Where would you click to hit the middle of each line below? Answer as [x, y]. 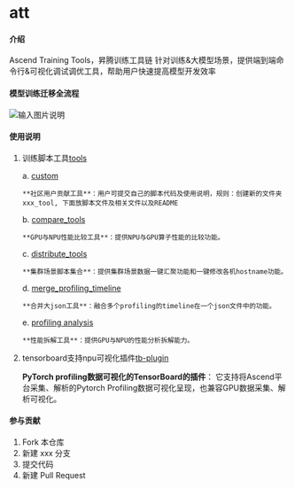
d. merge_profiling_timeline [71, 288]
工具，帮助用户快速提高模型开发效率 [150, 71]
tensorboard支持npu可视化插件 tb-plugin [95, 358]
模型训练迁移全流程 [44, 93]
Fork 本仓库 [43, 442]
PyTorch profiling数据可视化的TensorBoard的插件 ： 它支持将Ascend [148, 376]
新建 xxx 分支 [46, 453]
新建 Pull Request [54, 475]
